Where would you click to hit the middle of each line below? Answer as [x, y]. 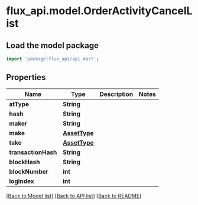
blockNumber [29, 171]
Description [116, 94]
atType [19, 104]
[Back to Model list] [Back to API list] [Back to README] [74, 196]
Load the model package [53, 45]
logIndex [22, 181]
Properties [26, 77]
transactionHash [33, 152]
